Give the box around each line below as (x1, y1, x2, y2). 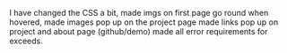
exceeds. (9, 35, 43, 46)
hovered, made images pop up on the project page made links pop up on (9, 17, 279, 27)
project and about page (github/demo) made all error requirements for (9, 26, 268, 36)
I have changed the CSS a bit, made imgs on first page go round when (9, 8, 269, 18)
